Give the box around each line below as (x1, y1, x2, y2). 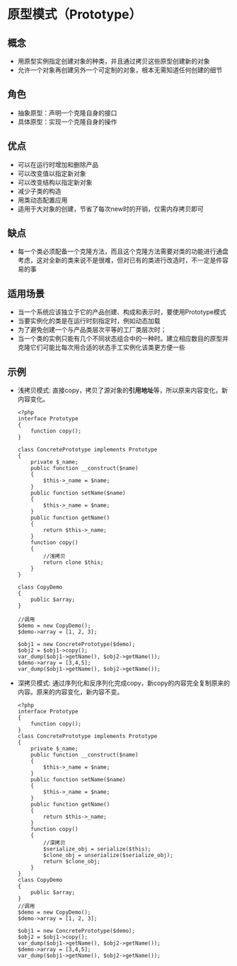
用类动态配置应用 (17, 195, 68, 204)
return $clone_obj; (43, 858, 100, 866)
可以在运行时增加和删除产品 (17, 160, 99, 168)
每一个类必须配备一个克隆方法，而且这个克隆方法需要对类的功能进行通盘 (17, 247, 229, 255)
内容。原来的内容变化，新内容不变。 (17, 688, 124, 696)
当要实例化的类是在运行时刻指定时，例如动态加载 (17, 316, 161, 326)
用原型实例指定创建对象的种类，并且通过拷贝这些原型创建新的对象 (17, 57, 210, 65)
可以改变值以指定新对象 (17, 169, 86, 178)
